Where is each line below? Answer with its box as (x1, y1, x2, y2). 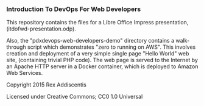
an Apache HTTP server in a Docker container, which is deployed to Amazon (6, 63, 199, 70)
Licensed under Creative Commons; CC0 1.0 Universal (6, 93, 143, 101)
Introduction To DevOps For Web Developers (6, 5, 141, 13)
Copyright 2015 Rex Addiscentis (6, 81, 86, 88)
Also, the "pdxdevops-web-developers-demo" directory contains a (6, 37, 175, 44)
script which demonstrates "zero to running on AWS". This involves (27, 43, 196, 51)
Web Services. (6, 69, 43, 77)
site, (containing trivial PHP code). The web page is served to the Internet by (6, 57, 198, 64)
